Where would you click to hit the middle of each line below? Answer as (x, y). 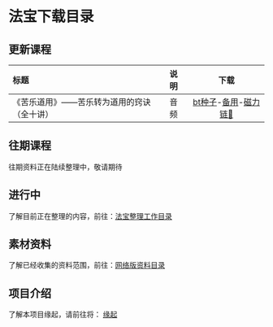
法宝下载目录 (52, 17)
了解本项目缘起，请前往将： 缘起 (63, 315)
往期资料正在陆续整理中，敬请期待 (65, 167)
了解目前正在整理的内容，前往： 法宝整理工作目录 (90, 216)
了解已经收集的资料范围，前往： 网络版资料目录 (87, 265)
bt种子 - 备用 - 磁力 (226, 102)
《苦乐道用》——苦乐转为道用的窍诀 (82, 102)
